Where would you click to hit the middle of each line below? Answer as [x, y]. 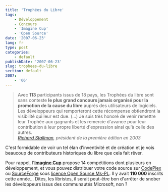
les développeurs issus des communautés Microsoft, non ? [66, 184]
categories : [18, 52]
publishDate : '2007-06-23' [34, 62]
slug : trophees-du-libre [31, 66]
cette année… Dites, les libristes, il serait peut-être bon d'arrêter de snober [83, 179]
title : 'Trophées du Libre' [35, 10]
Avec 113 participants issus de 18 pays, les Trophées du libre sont [86, 94]
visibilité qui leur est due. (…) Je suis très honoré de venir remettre [87, 116]
